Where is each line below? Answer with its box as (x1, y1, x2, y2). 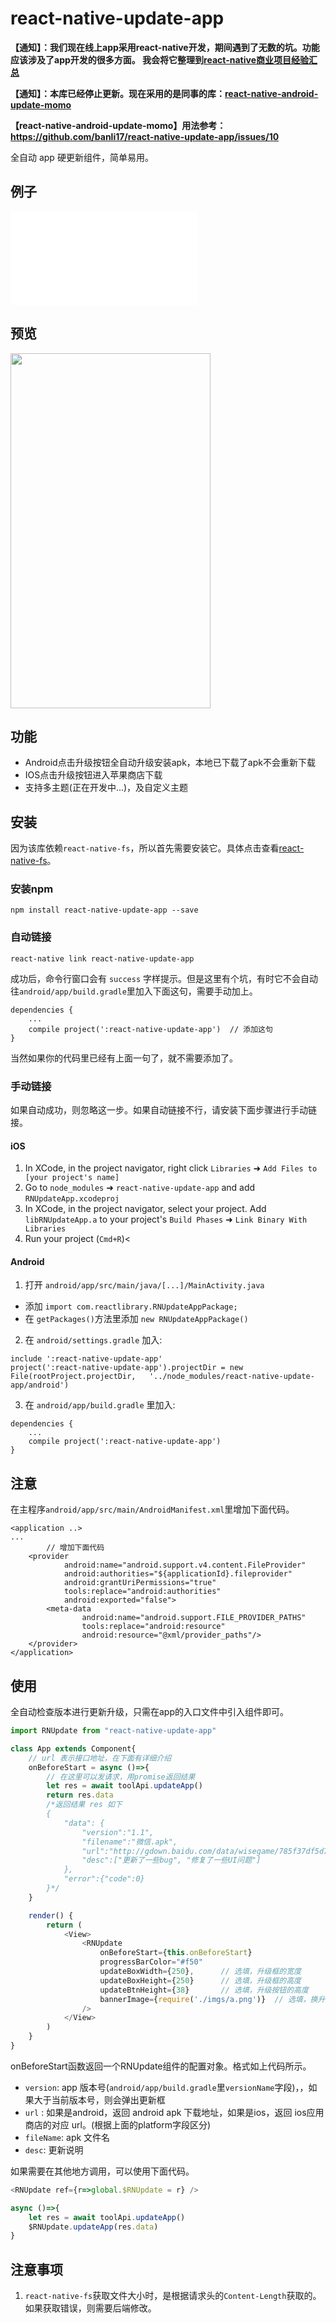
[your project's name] (24, 1173, 120, 1183)
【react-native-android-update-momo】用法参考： (10, 119, 227, 131)
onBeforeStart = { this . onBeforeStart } (99, 1948, 253, 1958)
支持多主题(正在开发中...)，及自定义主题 (24, 782, 189, 794)
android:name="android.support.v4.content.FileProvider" (63, 1560, 307, 1571)
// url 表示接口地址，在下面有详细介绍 (28, 1753, 172, 1763)
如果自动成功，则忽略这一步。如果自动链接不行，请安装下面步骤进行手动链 (10, 1104, 317, 1116)
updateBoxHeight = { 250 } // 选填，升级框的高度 (99, 1975, 302, 1986)
